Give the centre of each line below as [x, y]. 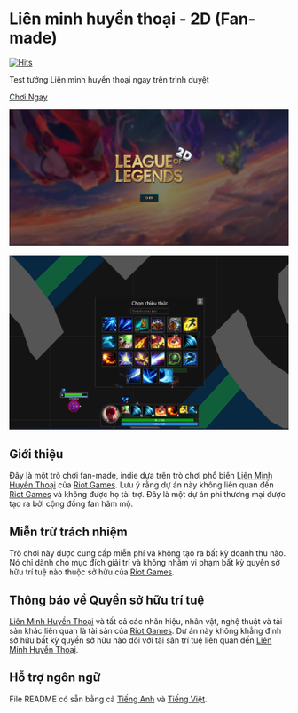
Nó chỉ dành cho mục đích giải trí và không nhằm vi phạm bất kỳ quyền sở [145, 563]
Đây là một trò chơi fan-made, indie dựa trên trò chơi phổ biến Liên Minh [141, 476]
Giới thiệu [36, 454]
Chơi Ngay [28, 97]
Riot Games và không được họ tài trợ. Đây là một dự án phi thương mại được [147, 495]
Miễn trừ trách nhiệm [68, 531]
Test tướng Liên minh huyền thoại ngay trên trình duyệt [110, 79]
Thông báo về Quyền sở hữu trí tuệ [107, 600]
